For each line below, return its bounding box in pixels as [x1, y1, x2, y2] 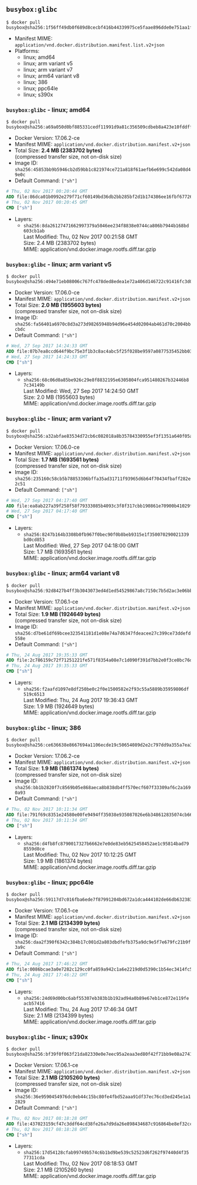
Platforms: [14, 47, 40, 54]
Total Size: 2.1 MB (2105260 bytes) [14, 1074, 100, 1081]
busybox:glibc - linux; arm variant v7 [6, 415, 111, 423]
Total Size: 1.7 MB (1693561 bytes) [14, 456, 99, 463]
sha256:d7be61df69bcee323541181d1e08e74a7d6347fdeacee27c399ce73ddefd [14, 630, 191, 636]
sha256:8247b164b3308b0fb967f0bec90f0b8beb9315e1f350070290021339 [23, 532, 189, 538]
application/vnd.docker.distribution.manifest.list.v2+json [14, 42, 165, 48]
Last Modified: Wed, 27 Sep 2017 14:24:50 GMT [23, 388, 139, 395]
